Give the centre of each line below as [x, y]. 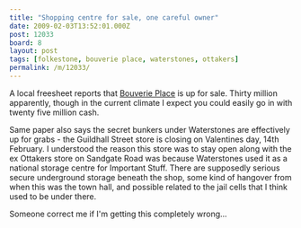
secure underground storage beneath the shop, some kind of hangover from [150, 177]
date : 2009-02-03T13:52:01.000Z [70, 26]
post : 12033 [31, 34]
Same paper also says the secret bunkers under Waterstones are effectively [150, 129]
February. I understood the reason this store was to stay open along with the [150, 148]
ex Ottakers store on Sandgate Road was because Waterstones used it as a [148, 158]
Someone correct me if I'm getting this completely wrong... [118, 214]
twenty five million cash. [54, 112]
